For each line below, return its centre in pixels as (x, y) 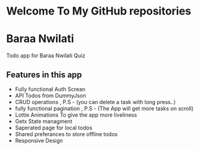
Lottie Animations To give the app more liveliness (76, 115)
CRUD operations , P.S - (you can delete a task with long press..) (95, 102)
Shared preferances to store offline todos (66, 134)
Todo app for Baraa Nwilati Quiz (46, 56)
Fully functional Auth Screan (50, 89)
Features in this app (44, 75)
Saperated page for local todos (53, 128)
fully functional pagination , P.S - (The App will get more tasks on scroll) (104, 108)
